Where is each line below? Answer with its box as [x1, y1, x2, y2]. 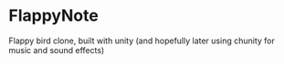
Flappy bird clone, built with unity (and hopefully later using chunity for [8, 35, 275, 46]
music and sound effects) [8, 44, 105, 55]
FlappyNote [8, 5, 100, 26]
